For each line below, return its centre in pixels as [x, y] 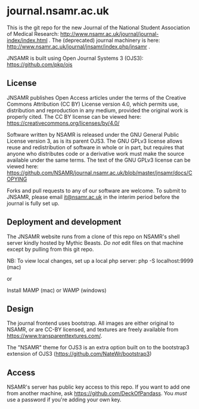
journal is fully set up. [33, 203]
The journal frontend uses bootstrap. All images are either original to [91, 323]
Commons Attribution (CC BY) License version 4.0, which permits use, [93, 104]
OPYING [17, 179]
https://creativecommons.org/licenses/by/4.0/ [63, 123]
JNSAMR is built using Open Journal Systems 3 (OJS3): [75, 58]
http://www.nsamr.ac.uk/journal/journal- [109, 33]
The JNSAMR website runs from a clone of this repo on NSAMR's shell [94, 236]
